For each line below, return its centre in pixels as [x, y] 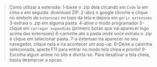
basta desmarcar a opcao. [36, 60]
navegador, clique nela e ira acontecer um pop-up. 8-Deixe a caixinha [80, 44]
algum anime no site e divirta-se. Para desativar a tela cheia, [88, 55]
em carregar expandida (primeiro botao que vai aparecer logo [86, 28]
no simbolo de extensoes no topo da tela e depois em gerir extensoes [80, 18]
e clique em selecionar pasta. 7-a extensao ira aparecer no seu [74, 39]
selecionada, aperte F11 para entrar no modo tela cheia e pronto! [75, 49]
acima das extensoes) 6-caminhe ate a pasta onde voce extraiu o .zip [80, 33]
